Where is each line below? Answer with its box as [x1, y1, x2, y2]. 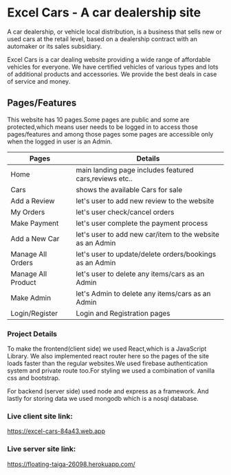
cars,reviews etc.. [75, 174, 133, 183]
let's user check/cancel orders [75, 207, 175, 217]
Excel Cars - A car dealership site [7, 5, 201, 21]
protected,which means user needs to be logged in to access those [7, 122, 198, 131]
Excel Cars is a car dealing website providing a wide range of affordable [7, 55, 211, 63]
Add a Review [10, 196, 55, 205]
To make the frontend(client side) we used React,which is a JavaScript [7, 345, 207, 353]
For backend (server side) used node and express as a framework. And [7, 387, 209, 395]
